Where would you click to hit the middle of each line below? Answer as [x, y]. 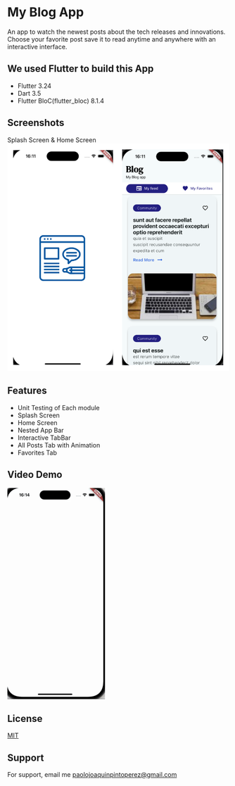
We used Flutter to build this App [81, 69]
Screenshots [36, 123]
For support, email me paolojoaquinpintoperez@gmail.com [92, 775]
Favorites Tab [37, 452]
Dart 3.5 [29, 93]
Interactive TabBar [44, 438]
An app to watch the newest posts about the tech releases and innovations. [116, 32]
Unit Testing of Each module [58, 407]
